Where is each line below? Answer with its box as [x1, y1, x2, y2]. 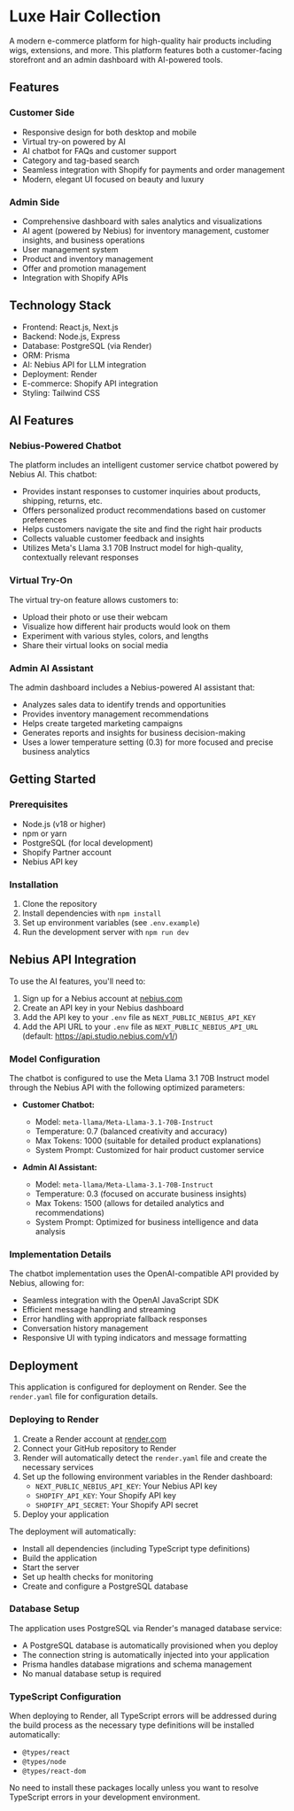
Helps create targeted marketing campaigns [21, 718, 183, 729]
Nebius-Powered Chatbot [9, 440, 122, 453]
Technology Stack [9, 298, 112, 313]
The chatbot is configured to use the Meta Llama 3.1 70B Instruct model [9, 1073, 270, 1084]
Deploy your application [21, 1508, 109, 1520]
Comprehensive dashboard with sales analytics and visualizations [21, 215, 263, 227]
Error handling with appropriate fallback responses [21, 1313, 208, 1325]
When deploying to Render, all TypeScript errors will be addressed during [9, 1711, 277, 1722]
